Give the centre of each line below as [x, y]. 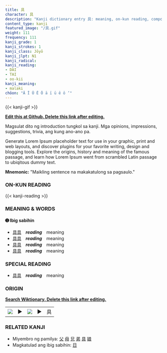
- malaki [14, 88]
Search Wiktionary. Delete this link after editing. [56, 299]
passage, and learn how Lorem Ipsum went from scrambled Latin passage [81, 157]
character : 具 [19, 14]
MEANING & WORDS [30, 208]
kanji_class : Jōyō [24, 51]
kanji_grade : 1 [21, 42]
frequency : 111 [21, 38]
